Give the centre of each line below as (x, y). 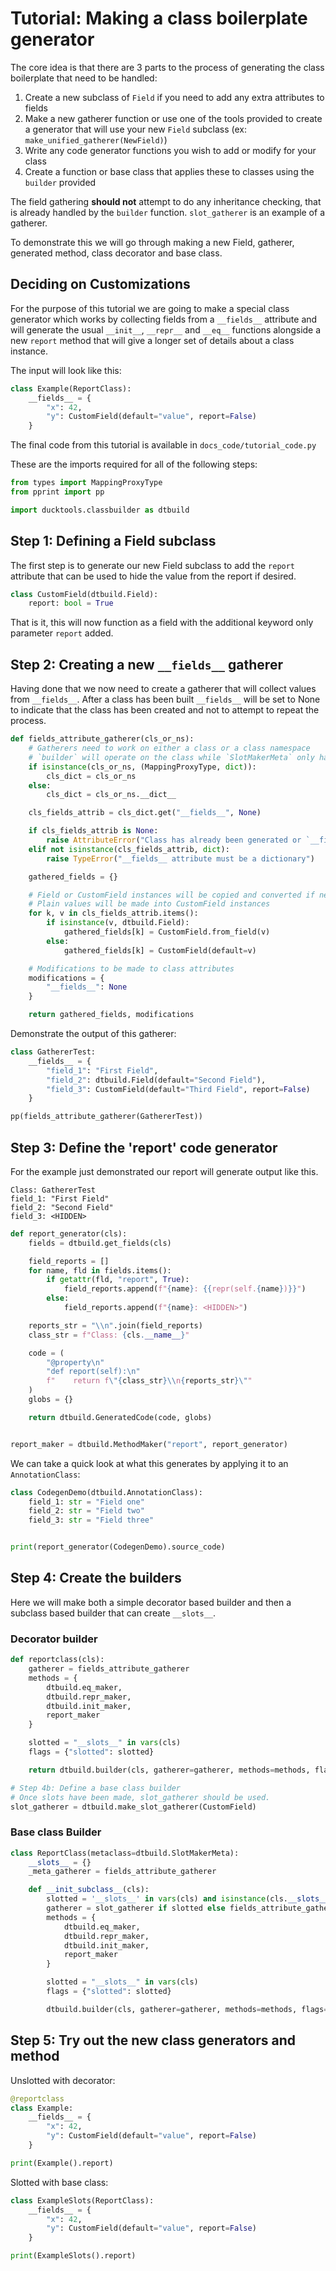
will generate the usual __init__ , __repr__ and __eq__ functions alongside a (166, 329)
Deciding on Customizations (100, 284)
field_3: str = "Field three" (91, 1520)
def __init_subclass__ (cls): (89, 1890)
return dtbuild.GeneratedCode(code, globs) (120, 1417)
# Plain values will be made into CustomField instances (149, 904)
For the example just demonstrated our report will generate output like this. (164, 1171)
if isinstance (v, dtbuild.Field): (118, 923)
